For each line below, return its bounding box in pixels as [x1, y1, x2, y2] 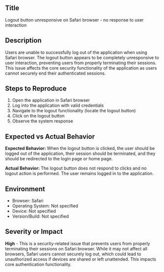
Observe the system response [12, 118, 73, 124]
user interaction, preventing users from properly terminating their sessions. [5, 60, 157, 66]
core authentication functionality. [5, 261, 72, 267]
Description [5, 36, 42, 45]
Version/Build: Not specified [12, 213, 69, 220]
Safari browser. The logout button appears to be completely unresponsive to [5, 54, 159, 60]
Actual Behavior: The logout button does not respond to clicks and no [5, 165, 147, 171]
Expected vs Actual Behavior [5, 132, 95, 141]
